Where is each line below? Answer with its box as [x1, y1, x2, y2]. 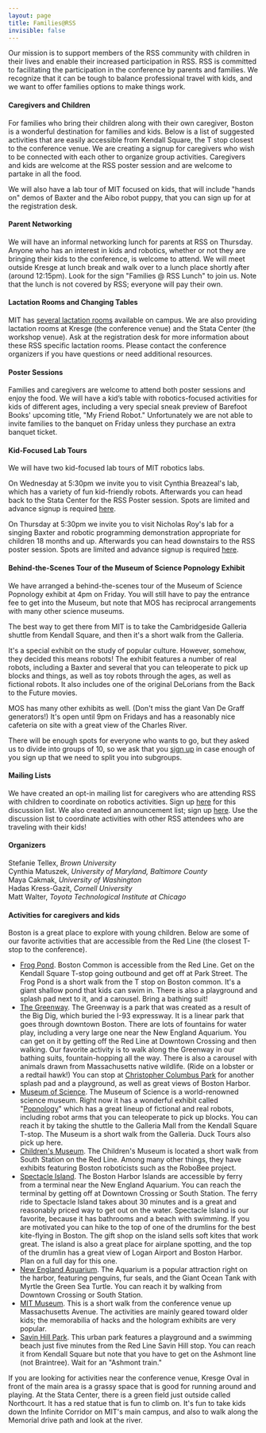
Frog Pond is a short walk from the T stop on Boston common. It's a [19, 977, 241, 987]
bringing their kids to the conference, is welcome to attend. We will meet [8, 254, 245, 264]
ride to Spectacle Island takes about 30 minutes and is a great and [19, 1197, 237, 1207]
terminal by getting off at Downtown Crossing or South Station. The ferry [19, 1189, 258, 1198]
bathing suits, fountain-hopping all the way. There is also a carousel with [19, 1053, 257, 1063]
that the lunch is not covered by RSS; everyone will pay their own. [8, 279, 223, 289]
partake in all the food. [8, 169, 82, 178]
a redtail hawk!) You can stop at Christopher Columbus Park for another [19, 1070, 255, 1080]
